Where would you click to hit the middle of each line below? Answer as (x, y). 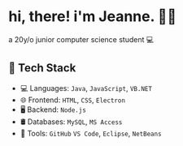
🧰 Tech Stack (42, 68)
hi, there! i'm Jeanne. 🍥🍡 (93, 17)
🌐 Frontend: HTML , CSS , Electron (73, 100)
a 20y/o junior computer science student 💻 (81, 39)
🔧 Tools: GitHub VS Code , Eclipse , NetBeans (91, 133)
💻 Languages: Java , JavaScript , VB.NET (86, 88)
